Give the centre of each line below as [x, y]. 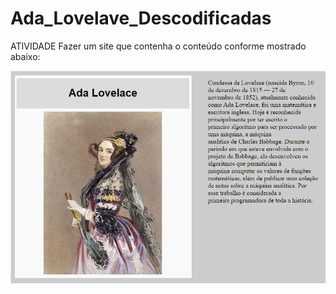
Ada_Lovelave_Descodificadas [141, 18]
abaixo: [25, 56]
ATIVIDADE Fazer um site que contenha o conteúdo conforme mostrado [158, 46]
